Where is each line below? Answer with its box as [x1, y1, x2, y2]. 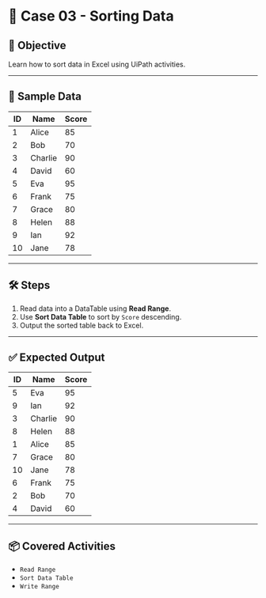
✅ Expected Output [8, 351, 105, 365]
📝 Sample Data [8, 90, 82, 104]
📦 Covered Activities [8, 539, 116, 553]
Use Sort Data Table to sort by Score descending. [19, 312, 182, 321]
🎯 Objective [8, 39, 66, 52]
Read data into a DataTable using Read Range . [19, 304, 172, 313]
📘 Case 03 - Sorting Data [8, 7, 174, 25]
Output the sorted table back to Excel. [19, 320, 144, 330]
